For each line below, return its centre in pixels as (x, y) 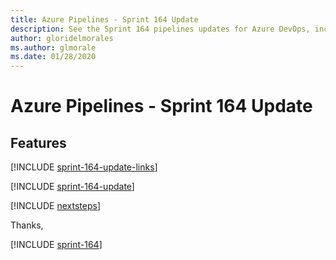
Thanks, (27, 225)
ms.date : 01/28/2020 (53, 57)
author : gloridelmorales (62, 38)
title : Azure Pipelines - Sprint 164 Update (104, 19)
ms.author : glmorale (53, 47)
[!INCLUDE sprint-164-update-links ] (84, 167)
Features (38, 142)
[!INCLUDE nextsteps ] (56, 206)
